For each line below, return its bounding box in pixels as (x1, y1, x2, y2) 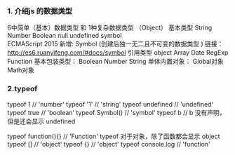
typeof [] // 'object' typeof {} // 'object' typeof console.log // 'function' (7, 140, 210, 148)
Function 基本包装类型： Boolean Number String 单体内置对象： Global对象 (7, 58, 224, 66)
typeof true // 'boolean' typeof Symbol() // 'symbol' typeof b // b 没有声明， (7, 108, 226, 116)
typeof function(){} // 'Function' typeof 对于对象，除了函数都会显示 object (7, 132, 220, 140)
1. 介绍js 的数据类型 (7, 6, 72, 15)
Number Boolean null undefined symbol (7, 32, 122, 40)
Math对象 (7, 66, 35, 74)
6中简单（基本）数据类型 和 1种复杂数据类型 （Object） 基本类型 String (7, 23, 213, 32)
